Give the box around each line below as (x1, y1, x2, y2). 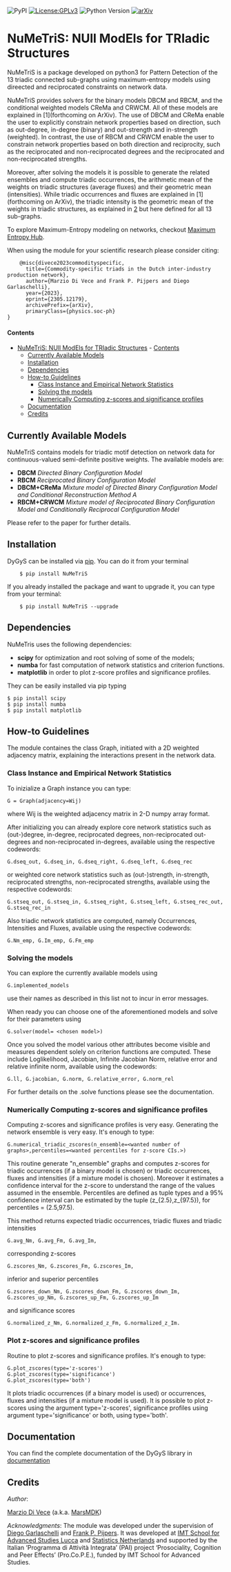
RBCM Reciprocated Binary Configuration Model (17, 476, 156, 484)
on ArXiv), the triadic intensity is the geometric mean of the (46, 197, 214, 206)
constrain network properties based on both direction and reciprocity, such (7, 140, 221, 148)
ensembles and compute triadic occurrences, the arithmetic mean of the (7, 175, 213, 183)
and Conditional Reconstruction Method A (17, 490, 137, 499)
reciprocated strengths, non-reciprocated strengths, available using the (7, 877, 210, 886)
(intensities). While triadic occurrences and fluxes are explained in (7, 190, 195, 198)
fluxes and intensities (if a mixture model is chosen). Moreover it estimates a (7, 1174, 224, 1182)
